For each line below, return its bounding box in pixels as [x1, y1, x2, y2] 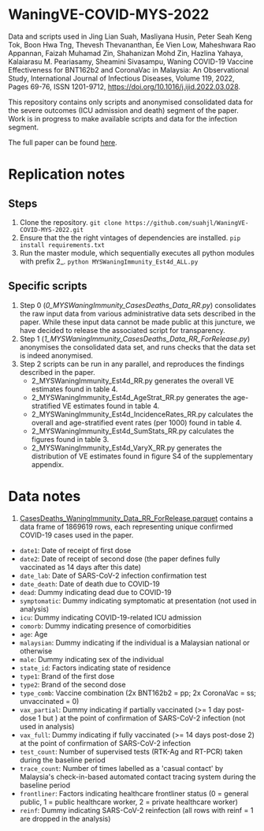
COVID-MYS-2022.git [19, 226, 84, 234]
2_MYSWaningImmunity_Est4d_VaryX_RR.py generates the [31, 443, 222, 452]
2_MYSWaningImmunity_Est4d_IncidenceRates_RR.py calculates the [31, 409, 254, 419]
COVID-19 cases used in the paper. [19, 530, 134, 540]
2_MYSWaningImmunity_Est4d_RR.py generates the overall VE [31, 376, 235, 385]
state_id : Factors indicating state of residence [19, 663, 171, 672]
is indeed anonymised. [19, 350, 93, 360]
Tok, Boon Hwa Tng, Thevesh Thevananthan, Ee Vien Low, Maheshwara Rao [8, 39, 256, 49]
